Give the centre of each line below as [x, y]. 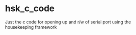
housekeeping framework [31, 27]
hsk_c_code [30, 9]
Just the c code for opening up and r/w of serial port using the [68, 22]
